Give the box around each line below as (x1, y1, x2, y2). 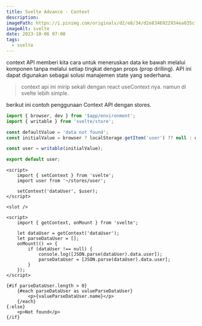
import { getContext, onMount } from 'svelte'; (17, 220, 138, 226)
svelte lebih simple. (20, 89, 69, 97)
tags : (6, 37, 20, 43)
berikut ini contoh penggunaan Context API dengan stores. (6, 101, 151, 108)
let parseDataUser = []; (17, 235, 79, 242)
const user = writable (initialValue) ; (6, 145, 103, 152)
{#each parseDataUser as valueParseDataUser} (17, 288, 133, 294)
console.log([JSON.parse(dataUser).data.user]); (38, 252, 163, 258)
